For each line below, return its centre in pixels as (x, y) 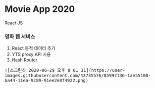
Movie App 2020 (40, 9)
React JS (14, 23)
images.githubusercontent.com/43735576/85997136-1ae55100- (78, 76)
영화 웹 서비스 (20, 37)
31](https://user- (103, 70)
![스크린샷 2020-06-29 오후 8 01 (42, 70)
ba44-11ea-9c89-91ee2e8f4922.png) (47, 81)
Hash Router (25, 60)
